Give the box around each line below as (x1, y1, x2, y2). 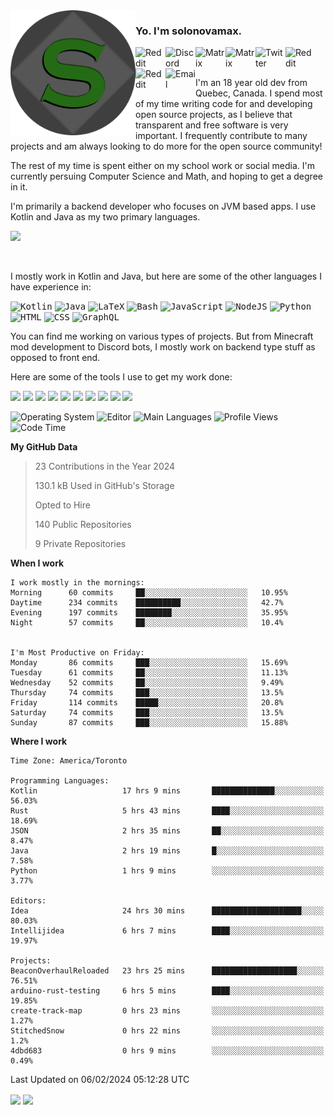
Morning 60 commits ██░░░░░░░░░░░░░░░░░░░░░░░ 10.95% (10, 588, 288, 598)
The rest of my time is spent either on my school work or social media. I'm (10, 160, 316, 172)
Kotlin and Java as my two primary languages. (10, 211, 201, 223)
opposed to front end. (10, 352, 101, 364)
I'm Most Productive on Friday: (10, 648, 145, 658)
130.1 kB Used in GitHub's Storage (34, 480, 175, 492)
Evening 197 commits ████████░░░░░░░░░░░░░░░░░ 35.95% (10, 608, 288, 618)
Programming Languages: (10, 776, 110, 786)
